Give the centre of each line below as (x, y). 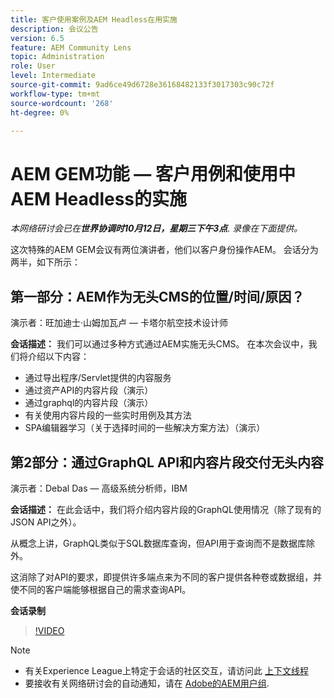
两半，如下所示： (45, 262)
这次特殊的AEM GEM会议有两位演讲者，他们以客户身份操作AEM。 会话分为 (164, 250)
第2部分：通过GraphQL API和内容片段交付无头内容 (167, 462)
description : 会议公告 (54, 29)
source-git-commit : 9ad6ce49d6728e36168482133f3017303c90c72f (142, 85)
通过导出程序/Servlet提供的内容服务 (98, 378)
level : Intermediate (53, 76)
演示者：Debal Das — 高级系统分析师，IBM (99, 488)
